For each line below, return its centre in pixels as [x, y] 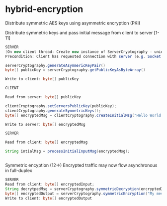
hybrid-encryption [44, 9]
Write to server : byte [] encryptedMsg [45, 124]
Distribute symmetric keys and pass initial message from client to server [79, 32]
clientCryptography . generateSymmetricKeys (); [53, 111]
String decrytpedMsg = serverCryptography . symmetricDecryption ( [73, 189]
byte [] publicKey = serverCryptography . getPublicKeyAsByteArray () [75, 70]
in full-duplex [19, 171]
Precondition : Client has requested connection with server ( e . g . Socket [83, 56]
